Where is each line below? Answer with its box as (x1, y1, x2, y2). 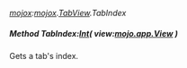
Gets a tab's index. (9, 50, 79, 61)
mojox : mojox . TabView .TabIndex (9, 8, 127, 18)
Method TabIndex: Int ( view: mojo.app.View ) (9, 28, 178, 38)
